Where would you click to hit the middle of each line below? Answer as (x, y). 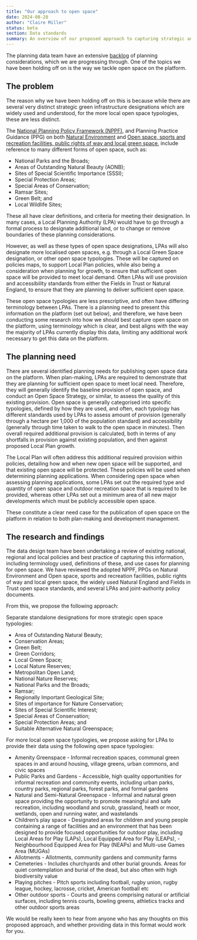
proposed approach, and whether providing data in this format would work (96, 925)
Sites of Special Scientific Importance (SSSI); (69, 173)
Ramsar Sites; (31, 192)
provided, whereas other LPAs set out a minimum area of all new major (91, 494)
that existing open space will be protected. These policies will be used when (98, 470)
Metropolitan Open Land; (45, 672)
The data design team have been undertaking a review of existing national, (96, 551)
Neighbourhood (34, 845)
